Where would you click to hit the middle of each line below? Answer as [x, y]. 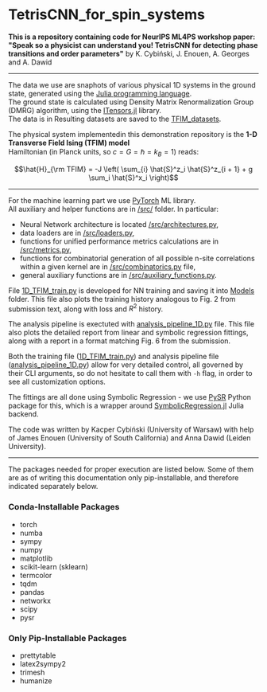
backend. [23, 414]
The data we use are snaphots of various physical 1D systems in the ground [132, 84]
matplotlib [36, 558]
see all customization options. [57, 382]
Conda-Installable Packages [64, 507]
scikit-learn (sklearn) [54, 566]
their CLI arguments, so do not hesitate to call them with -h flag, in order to [130, 373]
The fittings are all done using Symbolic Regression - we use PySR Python [130, 397]
